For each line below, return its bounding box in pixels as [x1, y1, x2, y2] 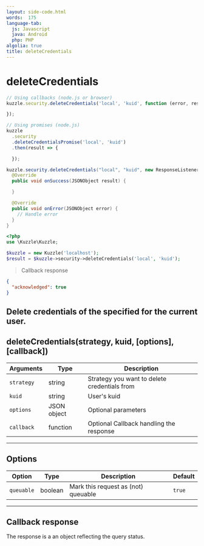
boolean [40, 486, 64, 494]
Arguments [9, 364, 42, 372]
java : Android [12, 32, 47, 38]
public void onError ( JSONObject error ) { [12, 205, 118, 211]
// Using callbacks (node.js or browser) [6, 95, 113, 101]
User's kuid [87, 392, 120, 400]
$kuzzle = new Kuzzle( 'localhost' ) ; [6, 250, 99, 256]
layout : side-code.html [6, 9, 67, 15]
